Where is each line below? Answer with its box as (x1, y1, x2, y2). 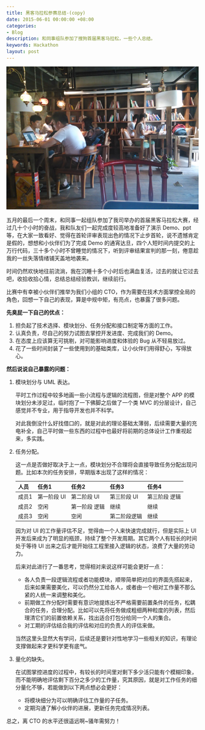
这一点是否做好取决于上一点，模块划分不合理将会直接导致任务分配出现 (15, 460, 192, 468)
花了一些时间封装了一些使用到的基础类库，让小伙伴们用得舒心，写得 (15, 344, 187, 352)
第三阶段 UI (109, 493, 138, 501)
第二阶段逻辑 (109, 512, 142, 520)
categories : (6, 23, 37, 29)
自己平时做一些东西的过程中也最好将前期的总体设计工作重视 (36, 427, 187, 434)
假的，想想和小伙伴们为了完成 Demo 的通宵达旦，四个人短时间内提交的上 (11, 239, 195, 246)
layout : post (6, 49, 40, 55)
